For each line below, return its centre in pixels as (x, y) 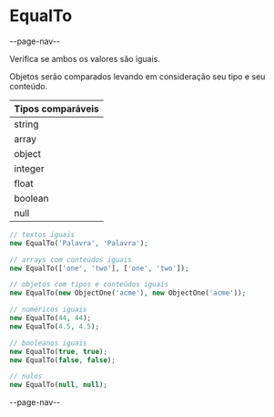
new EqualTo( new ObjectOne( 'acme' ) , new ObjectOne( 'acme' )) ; (128, 293)
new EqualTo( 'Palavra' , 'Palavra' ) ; (79, 243)
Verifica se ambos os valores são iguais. (85, 58)
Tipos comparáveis (56, 109)
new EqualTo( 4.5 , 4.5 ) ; (55, 326)
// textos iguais (42, 235)
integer (29, 168)
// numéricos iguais (49, 310)
